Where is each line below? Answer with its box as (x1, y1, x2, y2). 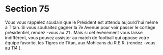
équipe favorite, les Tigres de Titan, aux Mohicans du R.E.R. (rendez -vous (5, 40, 156, 45)
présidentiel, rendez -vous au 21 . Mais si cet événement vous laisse (5, 29, 143, 35)
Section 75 (5, 3, 50, 14)
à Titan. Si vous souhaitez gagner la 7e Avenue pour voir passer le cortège (5, 24, 156, 30)
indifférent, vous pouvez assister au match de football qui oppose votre (5, 35, 149, 41)
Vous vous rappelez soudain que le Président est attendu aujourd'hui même (5, 19, 158, 25)
